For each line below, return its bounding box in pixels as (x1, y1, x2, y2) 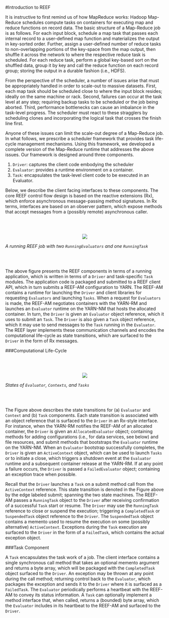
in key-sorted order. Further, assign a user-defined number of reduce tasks (5, 41, 161, 47)
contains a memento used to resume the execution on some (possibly (5, 519, 150, 525)
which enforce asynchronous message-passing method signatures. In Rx (5, 198, 157, 204)
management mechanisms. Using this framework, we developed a (17, 141, 155, 147)
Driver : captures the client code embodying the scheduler (12, 162, 134, 167)
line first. (5, 121, 24, 126)
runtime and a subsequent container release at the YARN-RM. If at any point (5, 460, 163, 467)
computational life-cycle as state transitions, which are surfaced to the (5, 333, 152, 338)
